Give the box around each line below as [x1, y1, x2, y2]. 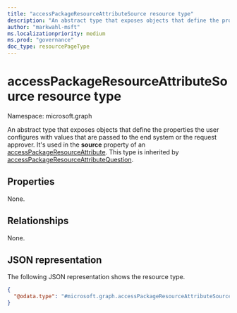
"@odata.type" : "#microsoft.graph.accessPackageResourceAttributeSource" [13, 293, 235, 300]
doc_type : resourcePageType [7, 43, 90, 50]
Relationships [7, 215, 69, 227]
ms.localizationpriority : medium [7, 30, 106, 37]
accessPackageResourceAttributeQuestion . [7, 155, 134, 164]
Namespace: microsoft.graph [7, 111, 92, 120]
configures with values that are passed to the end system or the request [7, 133, 217, 141]
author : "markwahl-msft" [7, 23, 80, 30]
